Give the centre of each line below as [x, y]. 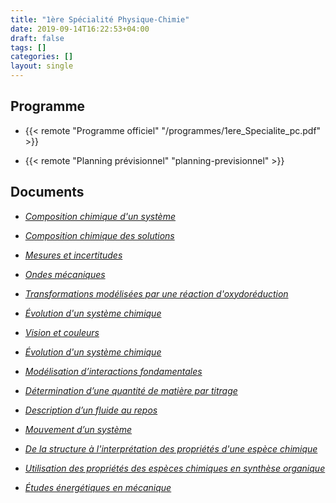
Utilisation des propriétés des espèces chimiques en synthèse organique [175, 468]
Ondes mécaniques [65, 274]
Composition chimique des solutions [99, 235]
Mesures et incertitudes [73, 255]
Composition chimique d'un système [100, 216]
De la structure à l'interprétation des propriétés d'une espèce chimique [171, 448]
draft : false [37, 38]
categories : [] [42, 57]
